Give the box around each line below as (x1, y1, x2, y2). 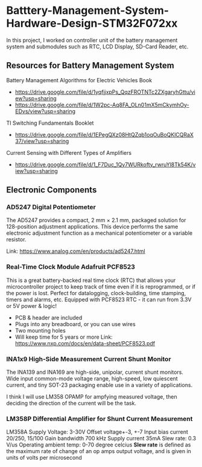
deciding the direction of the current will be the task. (6, 400, 137, 407)
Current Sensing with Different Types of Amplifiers (6, 149, 131, 156)
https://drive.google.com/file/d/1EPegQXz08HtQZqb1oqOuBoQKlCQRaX (14, 131, 194, 138)
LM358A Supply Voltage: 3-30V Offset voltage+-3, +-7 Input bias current (6, 428, 189, 436)
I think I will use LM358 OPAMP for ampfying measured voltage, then (6, 393, 177, 400)
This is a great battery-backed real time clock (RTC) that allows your (6, 276, 176, 284)
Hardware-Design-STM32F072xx (6, 16, 178, 30)
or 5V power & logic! (6, 302, 57, 309)
